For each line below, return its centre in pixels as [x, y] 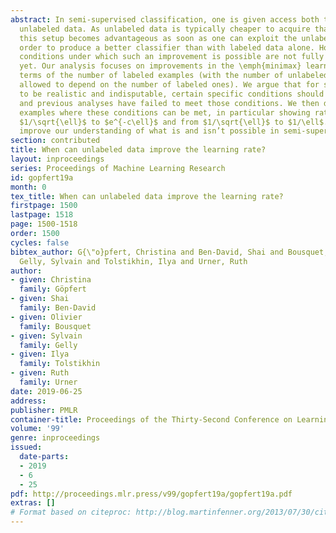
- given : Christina [51, 280]
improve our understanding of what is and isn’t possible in [149, 131]
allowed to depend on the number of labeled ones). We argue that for [169, 85]
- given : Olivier [46, 317]
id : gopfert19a [42, 177]
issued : [26, 447]
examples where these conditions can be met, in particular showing [165, 112]
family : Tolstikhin [60, 364]
